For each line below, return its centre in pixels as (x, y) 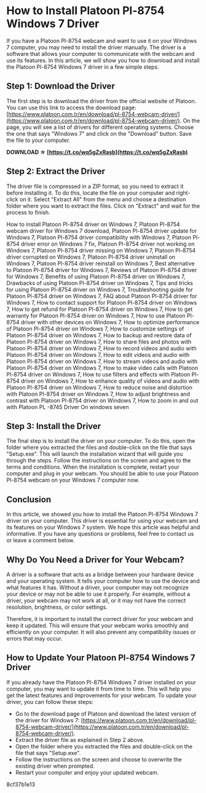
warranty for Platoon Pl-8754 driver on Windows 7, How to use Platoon (96, 315)
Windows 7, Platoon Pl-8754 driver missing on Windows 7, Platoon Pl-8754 (101, 250)
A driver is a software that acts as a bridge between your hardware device (100, 574)
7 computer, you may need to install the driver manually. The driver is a (96, 47)
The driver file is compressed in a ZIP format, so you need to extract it (95, 186)
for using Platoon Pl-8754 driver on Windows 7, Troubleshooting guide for (100, 289)
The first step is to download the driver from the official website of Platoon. (101, 101)
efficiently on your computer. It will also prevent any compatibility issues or (101, 632)
